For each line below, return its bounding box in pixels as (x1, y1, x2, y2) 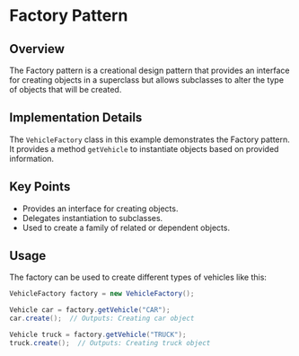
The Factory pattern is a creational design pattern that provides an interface (9, 65, 290, 76)
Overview (9, 41, 66, 57)
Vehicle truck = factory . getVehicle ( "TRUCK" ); (9, 330, 187, 340)
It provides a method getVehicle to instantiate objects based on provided (9, 143, 279, 154)
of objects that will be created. (9, 85, 122, 94)
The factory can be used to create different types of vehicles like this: (9, 271, 268, 283)
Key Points (9, 179, 71, 194)
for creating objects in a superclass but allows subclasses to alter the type (9, 75, 285, 85)
